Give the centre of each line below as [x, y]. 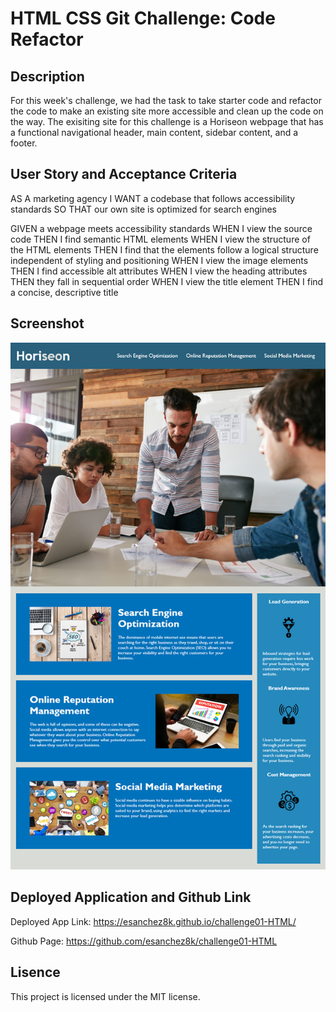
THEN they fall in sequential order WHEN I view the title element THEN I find [167, 281]
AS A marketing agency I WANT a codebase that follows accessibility [153, 198]
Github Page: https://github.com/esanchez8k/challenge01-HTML [144, 941]
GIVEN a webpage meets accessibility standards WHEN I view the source [161, 228]
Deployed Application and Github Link [131, 897]
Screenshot [47, 323]
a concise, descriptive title [64, 292]
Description [47, 76]
